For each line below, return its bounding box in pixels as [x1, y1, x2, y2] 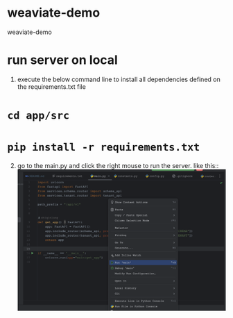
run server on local [7, 52, 118, 68]
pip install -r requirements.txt [7, 141, 200, 154]
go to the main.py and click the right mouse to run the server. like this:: [17, 162, 219, 169]
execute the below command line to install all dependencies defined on [17, 75, 221, 83]
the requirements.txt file [17, 82, 87, 91]
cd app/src [7, 109, 70, 122]
